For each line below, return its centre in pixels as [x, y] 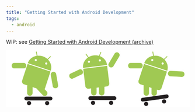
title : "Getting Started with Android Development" [70, 12]
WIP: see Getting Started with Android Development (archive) [80, 42]
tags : [13, 18]
